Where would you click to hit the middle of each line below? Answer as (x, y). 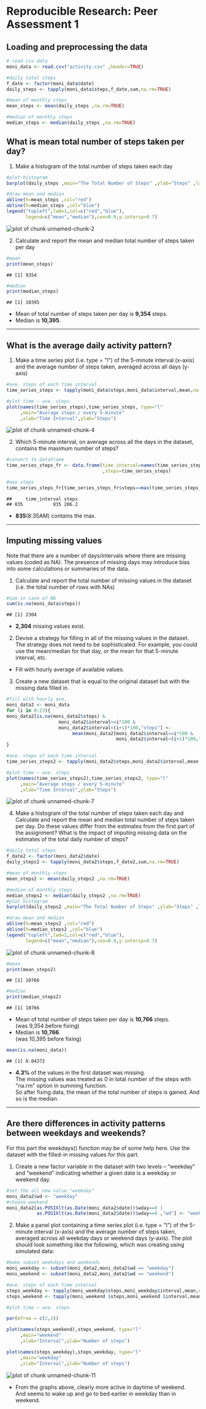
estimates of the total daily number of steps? (71, 839)
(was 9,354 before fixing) (47, 1026)
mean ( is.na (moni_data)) (37, 1050)
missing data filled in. (42, 688)
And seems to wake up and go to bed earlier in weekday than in (96, 1394)
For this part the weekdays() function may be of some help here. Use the (98, 1148)
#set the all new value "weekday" (51, 1191)
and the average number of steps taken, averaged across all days (98, 367)
